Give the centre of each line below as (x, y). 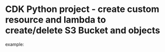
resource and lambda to (56, 20)
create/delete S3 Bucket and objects (83, 30)
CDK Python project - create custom (82, 9)
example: (15, 44)
